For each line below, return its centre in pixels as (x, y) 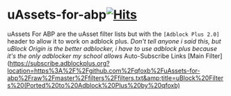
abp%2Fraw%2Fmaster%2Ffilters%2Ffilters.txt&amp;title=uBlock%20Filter (115, 78)
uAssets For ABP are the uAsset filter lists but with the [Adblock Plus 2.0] (113, 34)
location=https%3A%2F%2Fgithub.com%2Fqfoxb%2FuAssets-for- (104, 70)
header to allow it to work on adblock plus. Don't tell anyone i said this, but (114, 41)
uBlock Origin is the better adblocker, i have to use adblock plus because (112, 48)
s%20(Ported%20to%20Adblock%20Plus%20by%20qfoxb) (94, 85)
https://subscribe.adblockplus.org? (59, 63)
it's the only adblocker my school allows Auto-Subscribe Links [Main (106, 56)
